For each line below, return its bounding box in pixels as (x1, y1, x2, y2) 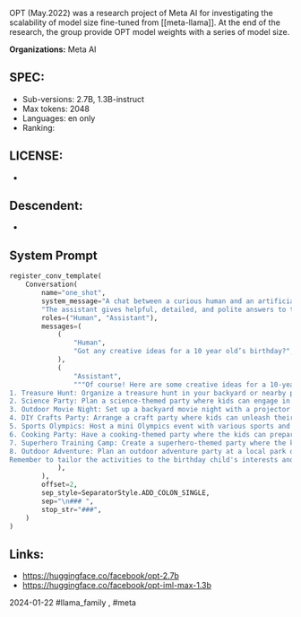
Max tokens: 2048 (21, 103, 90, 114)
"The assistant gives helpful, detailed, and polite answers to (41, 305, 287, 314)
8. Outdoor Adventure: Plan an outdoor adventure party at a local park (9, 447, 287, 456)
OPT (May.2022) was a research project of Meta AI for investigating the (9, 8, 273, 18)
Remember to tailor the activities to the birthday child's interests (9, 455, 279, 465)
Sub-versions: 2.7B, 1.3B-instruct (21, 93, 145, 104)
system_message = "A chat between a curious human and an (41, 296, 254, 306)
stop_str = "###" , (41, 505, 102, 514)
